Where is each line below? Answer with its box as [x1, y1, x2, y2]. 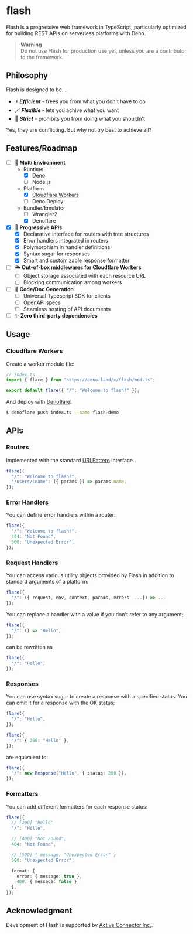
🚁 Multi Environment [14, 159, 66, 166]
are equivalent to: [6, 754, 49, 761]
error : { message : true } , [16, 873, 82, 880]
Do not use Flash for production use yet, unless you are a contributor [20, 47, 187, 54]
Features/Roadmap [6, 144, 78, 154]
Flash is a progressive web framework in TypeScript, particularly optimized [6, 23, 187, 30]
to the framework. [20, 53, 64, 60]
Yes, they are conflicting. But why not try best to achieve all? [6, 126, 152, 133]
